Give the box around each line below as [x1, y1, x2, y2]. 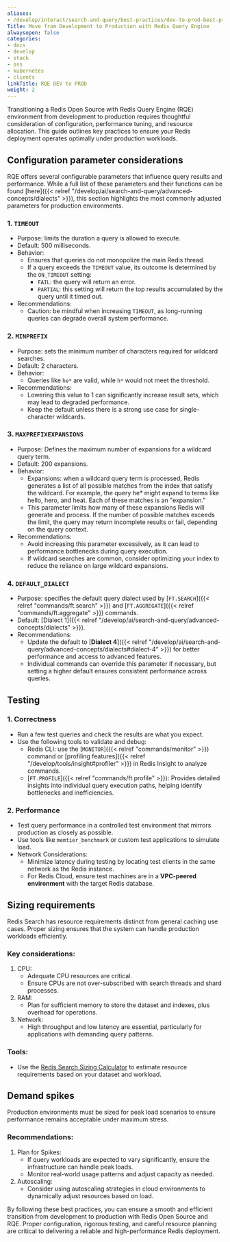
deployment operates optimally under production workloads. [7, 134, 178, 142]
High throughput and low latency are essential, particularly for [27, 1023, 202, 1031]
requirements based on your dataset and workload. [16, 1070, 162, 1078]
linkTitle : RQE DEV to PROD [7, 80, 88, 87]
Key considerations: [7, 949, 75, 958]
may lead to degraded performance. [27, 398, 130, 406]
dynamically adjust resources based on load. [27, 1191, 154, 1200]
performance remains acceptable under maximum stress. [7, 1115, 169, 1123]
